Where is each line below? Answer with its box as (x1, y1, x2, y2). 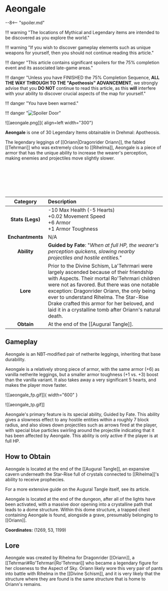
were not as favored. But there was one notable (47, 281, 159, 288)
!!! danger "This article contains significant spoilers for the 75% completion (5, 59, 160, 65)
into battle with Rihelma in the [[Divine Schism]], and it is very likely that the (5, 570, 161, 577)
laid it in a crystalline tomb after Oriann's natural (47, 306, 160, 313)
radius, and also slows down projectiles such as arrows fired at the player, (5, 422, 157, 428)
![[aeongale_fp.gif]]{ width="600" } (5, 392, 78, 398)
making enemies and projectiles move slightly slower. (5, 155, 115, 161)
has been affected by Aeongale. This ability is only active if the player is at (5, 432, 158, 438)
